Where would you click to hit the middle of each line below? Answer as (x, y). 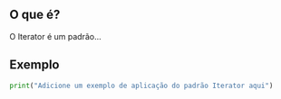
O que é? (35, 15)
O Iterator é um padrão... (55, 36)
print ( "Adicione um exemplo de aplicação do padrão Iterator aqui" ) (141, 85)
